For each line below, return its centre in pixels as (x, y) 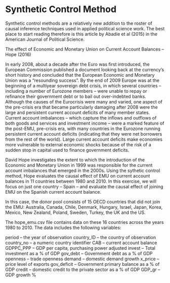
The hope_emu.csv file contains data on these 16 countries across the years (84, 222)
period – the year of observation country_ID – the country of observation (81, 237)
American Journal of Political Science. (45, 39)
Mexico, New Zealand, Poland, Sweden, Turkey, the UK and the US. (75, 212)
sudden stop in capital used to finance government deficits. (67, 150)
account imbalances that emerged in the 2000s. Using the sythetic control (83, 171)
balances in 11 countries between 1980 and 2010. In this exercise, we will (81, 181)
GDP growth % (21, 275)
